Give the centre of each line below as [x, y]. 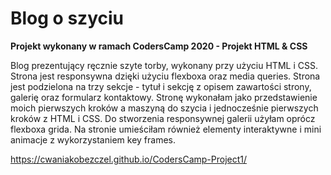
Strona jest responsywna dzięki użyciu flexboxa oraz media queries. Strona [165, 76]
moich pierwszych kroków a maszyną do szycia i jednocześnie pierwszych [164, 108]
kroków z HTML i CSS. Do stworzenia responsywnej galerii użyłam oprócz [163, 118]
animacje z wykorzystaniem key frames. [93, 139]
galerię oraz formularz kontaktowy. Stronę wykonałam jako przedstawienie [164, 97]
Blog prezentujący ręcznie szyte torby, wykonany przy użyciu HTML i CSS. [164, 65]
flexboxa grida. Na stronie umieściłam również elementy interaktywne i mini [166, 129]
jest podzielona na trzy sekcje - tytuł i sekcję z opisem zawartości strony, [161, 86]
